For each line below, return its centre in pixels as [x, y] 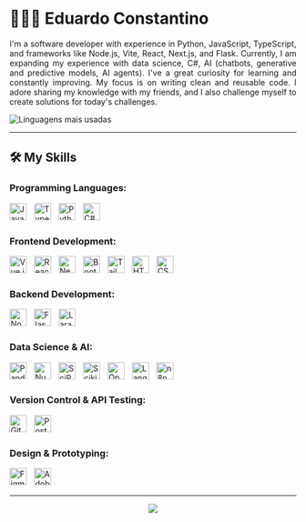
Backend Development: [62, 294]
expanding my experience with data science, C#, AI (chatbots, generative [153, 63]
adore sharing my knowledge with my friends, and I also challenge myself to [153, 92]
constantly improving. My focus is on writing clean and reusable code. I [153, 82]
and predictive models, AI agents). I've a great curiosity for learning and [153, 73]
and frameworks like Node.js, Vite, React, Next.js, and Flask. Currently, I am [153, 53]
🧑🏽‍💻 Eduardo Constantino [109, 19]
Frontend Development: [63, 241]
